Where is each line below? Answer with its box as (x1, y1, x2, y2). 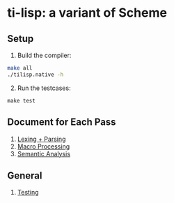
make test (7, 97, 36, 104)
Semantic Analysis (17, 149, 71, 158)
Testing (17, 188, 40, 197)
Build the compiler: (17, 51, 72, 59)
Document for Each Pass (7, 116, 116, 128)
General (7, 170, 43, 181)
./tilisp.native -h (7, 71, 64, 78)
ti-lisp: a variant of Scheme (7, 5, 167, 21)
